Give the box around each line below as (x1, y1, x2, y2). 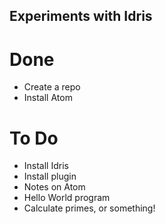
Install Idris (23, 160, 69, 172)
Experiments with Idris (9, 8, 153, 25)
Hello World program (23, 192, 111, 204)
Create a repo (23, 81, 81, 93)
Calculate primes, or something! (23, 202, 156, 214)
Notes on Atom (23, 181, 86, 193)
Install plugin (23, 170, 77, 183)
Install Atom (23, 92, 73, 104)
